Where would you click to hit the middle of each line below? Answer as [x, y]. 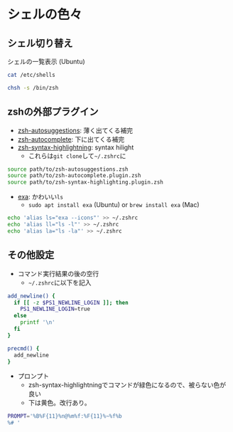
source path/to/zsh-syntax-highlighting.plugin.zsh [85, 182]
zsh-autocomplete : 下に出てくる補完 [71, 139]
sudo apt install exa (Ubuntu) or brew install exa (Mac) [114, 205]
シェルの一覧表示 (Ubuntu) [46, 62]
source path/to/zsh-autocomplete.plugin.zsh [74, 176]
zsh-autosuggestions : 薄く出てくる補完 [75, 130]
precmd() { [23, 348]
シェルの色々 [45, 15]
